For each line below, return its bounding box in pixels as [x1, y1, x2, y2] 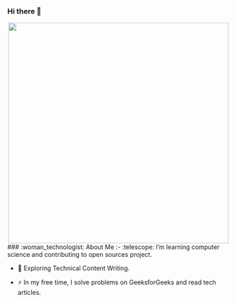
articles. [17, 289, 42, 297]
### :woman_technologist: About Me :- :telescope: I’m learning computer [7, 243, 220, 251]
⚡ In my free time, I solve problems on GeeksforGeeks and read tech [17, 278, 216, 286]
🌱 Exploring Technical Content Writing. [17, 264, 130, 272]
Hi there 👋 [7, 6, 42, 16]
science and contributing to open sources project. [7, 250, 153, 259]
